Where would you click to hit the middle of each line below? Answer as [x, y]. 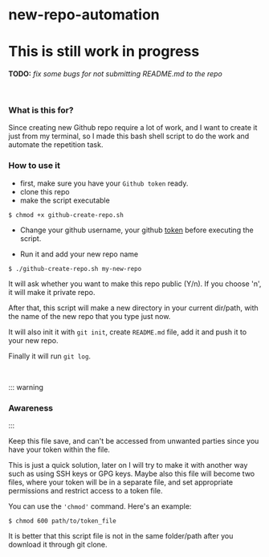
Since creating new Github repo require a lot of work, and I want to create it [133, 128]
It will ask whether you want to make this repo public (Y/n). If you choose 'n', [135, 284]
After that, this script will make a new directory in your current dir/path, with [133, 308]
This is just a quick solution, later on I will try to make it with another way [128, 465]
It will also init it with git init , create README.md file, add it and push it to [128, 332]
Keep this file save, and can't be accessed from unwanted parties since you [134, 441]
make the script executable [65, 200]
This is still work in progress [104, 52]
